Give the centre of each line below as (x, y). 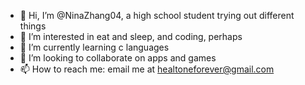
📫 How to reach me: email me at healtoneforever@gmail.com (147, 69)
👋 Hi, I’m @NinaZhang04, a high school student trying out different (157, 15)
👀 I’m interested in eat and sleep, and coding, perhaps (131, 36)
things (33, 26)
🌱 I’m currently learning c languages (94, 47)
